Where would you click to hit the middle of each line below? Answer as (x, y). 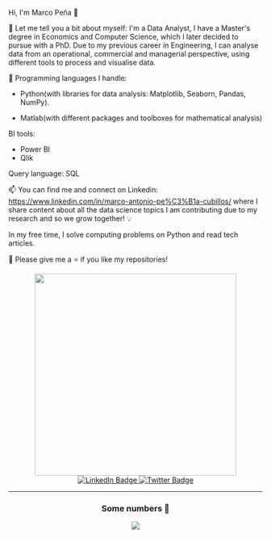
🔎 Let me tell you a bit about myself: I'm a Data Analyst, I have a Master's (129, 28)
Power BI (35, 149)
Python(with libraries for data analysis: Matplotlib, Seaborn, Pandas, (133, 94)
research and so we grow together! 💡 (70, 219)
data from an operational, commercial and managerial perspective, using (129, 54)
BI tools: (22, 134)
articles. (22, 243)
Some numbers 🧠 (135, 508)
